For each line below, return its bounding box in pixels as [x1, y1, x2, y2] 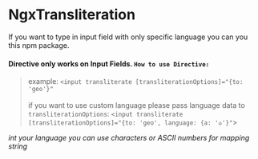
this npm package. [8, 40, 70, 50]
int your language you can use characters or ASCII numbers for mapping [8, 133, 250, 143]
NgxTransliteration [8, 6, 136, 24]
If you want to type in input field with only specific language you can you [8, 32, 248, 42]
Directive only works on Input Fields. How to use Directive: [8, 58, 210, 69]
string [8, 141, 28, 151]
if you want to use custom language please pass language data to [27, 101, 246, 110]
